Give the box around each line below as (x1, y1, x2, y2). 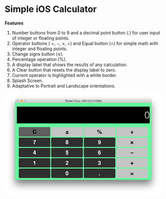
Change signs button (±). (11, 51, 64, 57)
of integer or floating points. (11, 35, 70, 41)
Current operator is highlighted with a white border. (11, 72, 118, 78)
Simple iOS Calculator (4, 3, 97, 15)
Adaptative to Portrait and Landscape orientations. (11, 82, 116, 88)
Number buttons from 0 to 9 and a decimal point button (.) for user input (11, 29, 161, 35)
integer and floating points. (11, 45, 68, 51)
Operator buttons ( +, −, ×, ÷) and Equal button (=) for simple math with (11, 40, 159, 46)
